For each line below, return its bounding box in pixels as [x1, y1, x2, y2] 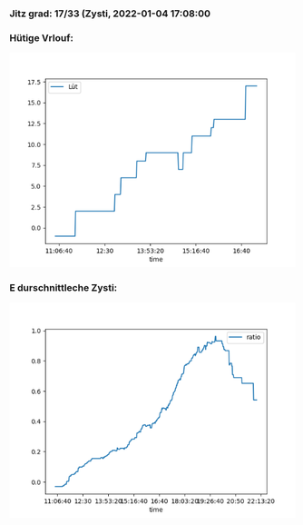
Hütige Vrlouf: [9, 31, 74, 44]
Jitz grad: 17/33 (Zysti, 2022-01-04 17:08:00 [9, 7, 211, 20]
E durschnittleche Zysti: [9, 282, 118, 294]
